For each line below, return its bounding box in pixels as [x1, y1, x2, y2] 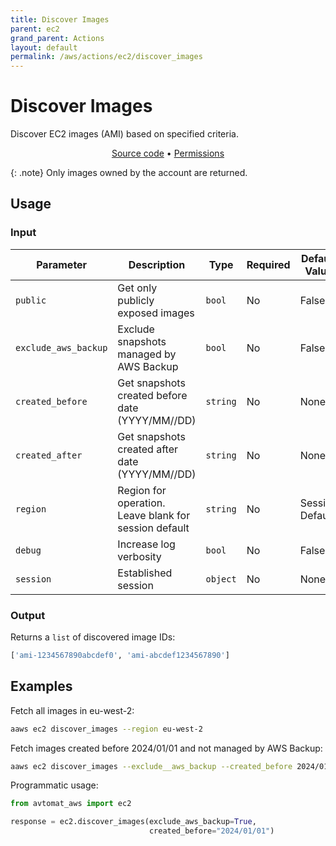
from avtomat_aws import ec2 [10, 799, 132, 809]
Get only [117, 281, 158, 295]
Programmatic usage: [10, 779, 99, 791]
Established [117, 566, 173, 580]
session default [117, 521, 190, 535]
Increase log [117, 537, 176, 551]
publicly [117, 293, 155, 307]
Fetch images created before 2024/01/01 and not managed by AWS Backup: [10, 742, 323, 754]
